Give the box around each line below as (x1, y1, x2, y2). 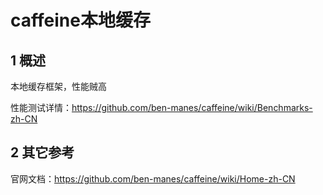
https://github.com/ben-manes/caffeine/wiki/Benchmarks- (71, 102, 313, 113)
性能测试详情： (10, 102, 72, 113)
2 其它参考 (10, 144, 75, 161)
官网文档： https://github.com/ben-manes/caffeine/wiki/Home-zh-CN (10, 172, 296, 185)
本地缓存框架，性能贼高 (10, 81, 107, 92)
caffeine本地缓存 (10, 9, 151, 32)
